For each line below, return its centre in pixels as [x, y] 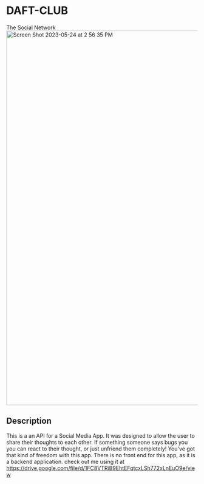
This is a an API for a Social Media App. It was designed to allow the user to [101, 435]
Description [29, 421]
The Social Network [31, 27]
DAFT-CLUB [37, 11]
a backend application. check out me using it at [65, 461]
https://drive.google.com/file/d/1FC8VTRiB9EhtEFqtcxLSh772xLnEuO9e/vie [101, 468]
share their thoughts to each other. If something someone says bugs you [97, 442]
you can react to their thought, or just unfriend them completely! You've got [101, 449]
